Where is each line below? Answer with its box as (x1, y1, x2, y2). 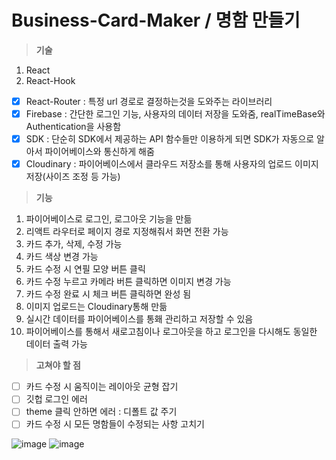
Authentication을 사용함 (25, 121, 122, 133)
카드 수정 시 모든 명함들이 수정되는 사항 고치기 (25, 418, 205, 430)
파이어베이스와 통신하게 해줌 (44, 146, 155, 158)
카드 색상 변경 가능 (25, 251, 99, 263)
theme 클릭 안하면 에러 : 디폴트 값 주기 (25, 406, 178, 418)
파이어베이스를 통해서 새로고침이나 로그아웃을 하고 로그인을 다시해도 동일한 (25, 326, 318, 338)
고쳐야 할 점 (35, 359, 81, 371)
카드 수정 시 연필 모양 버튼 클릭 (25, 263, 146, 275)
